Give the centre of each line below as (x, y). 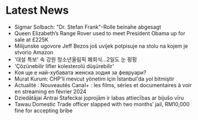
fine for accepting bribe (43, 110)
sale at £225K (31, 39)
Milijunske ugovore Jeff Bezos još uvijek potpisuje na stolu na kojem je (101, 46)
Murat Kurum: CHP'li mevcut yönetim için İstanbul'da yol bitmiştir (94, 79)
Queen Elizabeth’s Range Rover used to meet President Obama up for (100, 33)
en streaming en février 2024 (50, 91)
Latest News (37, 10)
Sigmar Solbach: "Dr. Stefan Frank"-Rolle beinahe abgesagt (88, 27)
